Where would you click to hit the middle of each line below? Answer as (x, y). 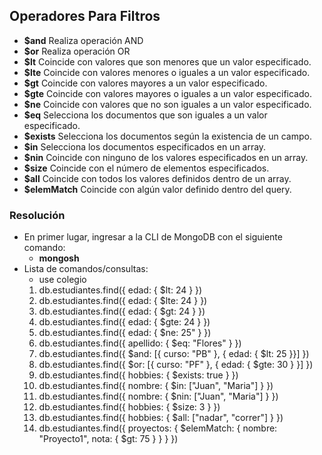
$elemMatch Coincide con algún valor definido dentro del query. (157, 189)
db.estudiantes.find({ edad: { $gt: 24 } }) (122, 311)
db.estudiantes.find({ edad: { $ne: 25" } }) (125, 333)
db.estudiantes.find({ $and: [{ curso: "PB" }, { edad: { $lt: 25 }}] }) (174, 354)
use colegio (62, 280)
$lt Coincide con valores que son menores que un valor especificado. (167, 61)
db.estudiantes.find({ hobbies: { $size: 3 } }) (129, 407)
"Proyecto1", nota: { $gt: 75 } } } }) (108, 439)
